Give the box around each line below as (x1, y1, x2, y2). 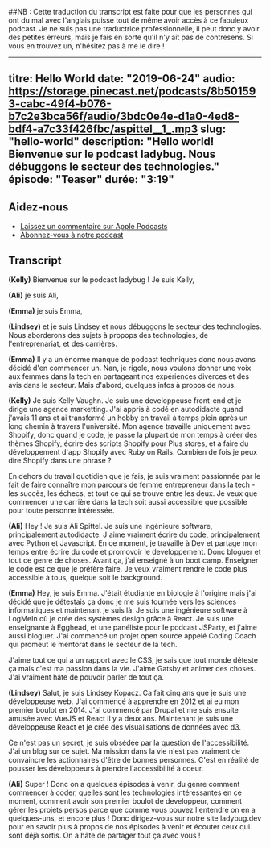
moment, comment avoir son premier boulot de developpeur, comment (8, 796, 243, 806)
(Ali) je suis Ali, (8, 290, 59, 301)
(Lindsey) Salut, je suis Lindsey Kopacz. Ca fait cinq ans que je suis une (8, 688, 247, 698)
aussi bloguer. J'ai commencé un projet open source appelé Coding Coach (8, 631, 256, 641)
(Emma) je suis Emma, (8, 306, 83, 316)
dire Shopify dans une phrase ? (8, 455, 112, 466)
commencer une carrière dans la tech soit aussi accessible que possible (8, 497, 247, 507)
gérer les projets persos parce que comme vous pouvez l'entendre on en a (8, 805, 256, 815)
